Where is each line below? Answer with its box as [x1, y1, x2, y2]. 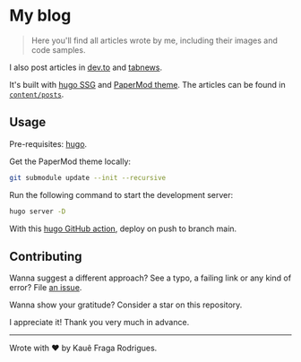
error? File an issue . [9, 282, 82, 293]
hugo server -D [9, 207, 66, 216]
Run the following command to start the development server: [9, 189, 234, 200]
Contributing [9, 248, 82, 264]
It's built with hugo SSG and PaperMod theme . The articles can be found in [9, 79, 286, 90]
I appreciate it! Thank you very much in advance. [9, 317, 190, 328]
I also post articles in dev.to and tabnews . [9, 62, 163, 73]
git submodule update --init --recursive [9, 173, 167, 182]
